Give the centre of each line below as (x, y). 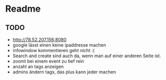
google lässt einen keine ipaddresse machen (59, 45)
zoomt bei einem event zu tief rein (48, 61)
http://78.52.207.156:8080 (40, 39)
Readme (23, 9)
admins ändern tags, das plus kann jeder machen (64, 72)
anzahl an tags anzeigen (38, 67)
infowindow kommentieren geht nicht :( (54, 50)
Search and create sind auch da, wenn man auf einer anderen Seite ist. (87, 56)
